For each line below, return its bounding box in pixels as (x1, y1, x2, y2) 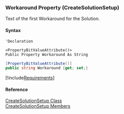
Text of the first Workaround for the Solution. (5, 16, 100, 22)
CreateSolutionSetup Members (5, 103, 71, 109)
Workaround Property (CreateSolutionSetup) (5, 4, 119, 11)
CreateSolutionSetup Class (5, 98, 63, 104)
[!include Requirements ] (5, 75, 55, 81)
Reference (5, 86, 28, 93)
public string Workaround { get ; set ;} (5, 66, 88, 71)
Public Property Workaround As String (5, 52, 88, 57)
